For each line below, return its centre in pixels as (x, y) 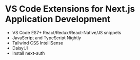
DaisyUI (20, 48)
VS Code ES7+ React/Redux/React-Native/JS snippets (67, 32)
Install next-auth (29, 53)
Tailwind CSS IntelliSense (38, 43)
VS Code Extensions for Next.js (70, 9)
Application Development (58, 19)
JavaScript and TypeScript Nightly (47, 38)
